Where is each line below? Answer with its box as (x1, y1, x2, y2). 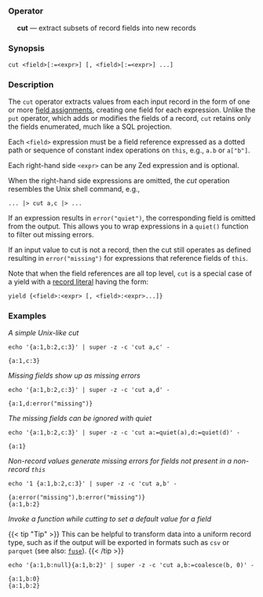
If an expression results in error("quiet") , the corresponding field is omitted (8, 213, 256, 222)
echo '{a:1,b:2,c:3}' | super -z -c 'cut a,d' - (8, 386, 170, 394)
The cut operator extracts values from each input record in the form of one (8, 97, 250, 106)
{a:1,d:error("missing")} (8, 400, 93, 408)
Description (8, 79, 54, 90)
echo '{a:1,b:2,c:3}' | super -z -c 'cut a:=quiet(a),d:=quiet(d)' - (8, 429, 241, 437)
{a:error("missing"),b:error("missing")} (8, 493, 146, 502)
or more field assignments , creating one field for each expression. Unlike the (8, 104, 256, 115)
